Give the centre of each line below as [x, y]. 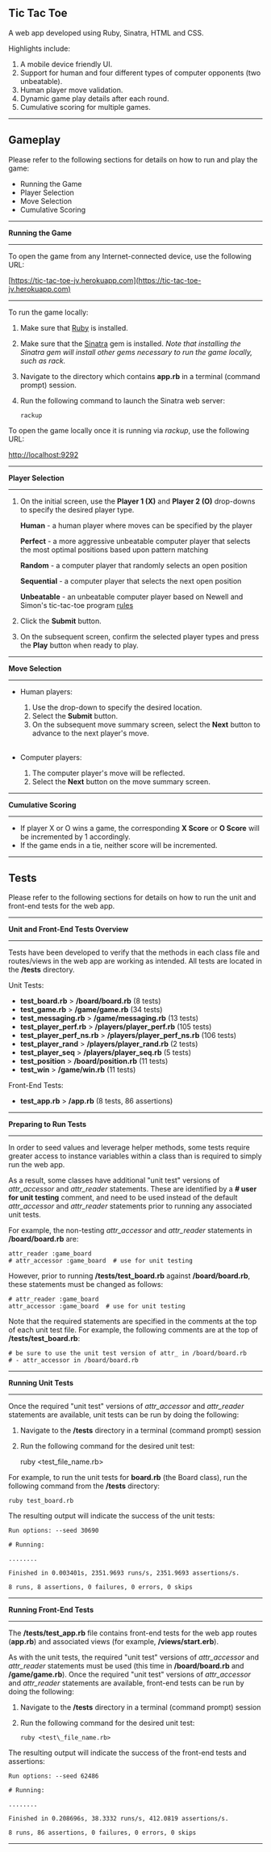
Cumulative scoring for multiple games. [85, 107]
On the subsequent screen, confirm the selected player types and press [140, 636]
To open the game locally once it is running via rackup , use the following [129, 430]
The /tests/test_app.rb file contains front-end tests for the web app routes [133, 1633]
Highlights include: [40, 49]
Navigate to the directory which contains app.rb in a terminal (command [140, 376]
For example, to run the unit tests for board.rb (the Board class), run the [128, 1478]
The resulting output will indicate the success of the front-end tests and [128, 1753]
